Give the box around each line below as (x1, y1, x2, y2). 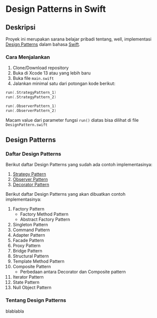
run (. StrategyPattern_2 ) (5, 95, 57, 100)
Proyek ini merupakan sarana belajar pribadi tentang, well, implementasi (5, 36, 152, 42)
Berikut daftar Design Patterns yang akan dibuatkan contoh (5, 191, 126, 197)
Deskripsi (5, 23, 36, 32)
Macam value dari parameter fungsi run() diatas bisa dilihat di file (5, 117, 139, 123)
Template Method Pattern (12, 258, 64, 264)
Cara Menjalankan (5, 53, 50, 60)
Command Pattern (12, 227, 50, 233)
